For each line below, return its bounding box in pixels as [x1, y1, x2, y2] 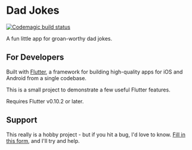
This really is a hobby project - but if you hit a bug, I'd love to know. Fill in [6, 131, 186, 138]
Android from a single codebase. [6, 74, 86, 81]
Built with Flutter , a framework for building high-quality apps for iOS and [6, 68, 183, 75]
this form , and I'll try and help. [6, 137, 80, 144]
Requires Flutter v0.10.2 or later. [6, 97, 84, 105]
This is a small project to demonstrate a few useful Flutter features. [6, 86, 171, 93]
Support [6, 115, 38, 125]
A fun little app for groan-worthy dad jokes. [6, 35, 112, 42]
